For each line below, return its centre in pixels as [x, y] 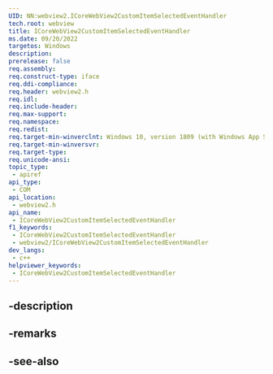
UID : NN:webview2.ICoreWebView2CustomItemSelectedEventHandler [118, 16]
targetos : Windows [39, 46]
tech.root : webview [41, 24]
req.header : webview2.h [49, 91]
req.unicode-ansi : [39, 159]
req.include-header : [43, 107]
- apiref [27, 175]
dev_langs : [27, 250]
